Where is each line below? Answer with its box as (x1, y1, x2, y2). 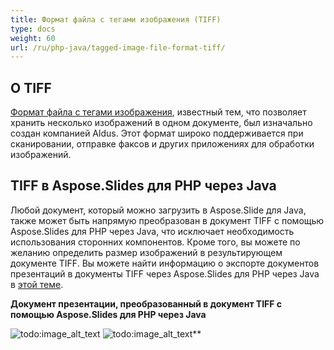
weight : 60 (10, 33, 56, 43)
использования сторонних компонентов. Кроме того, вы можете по (10, 236, 301, 248)
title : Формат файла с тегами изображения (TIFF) (10, 14, 222, 25)
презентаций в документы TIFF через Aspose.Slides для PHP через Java (10, 267, 320, 280)
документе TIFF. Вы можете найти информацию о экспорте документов (10, 257, 320, 269)
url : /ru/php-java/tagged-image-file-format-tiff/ (10, 42, 226, 53)
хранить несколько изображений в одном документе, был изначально (10, 117, 313, 129)
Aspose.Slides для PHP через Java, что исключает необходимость (10, 225, 295, 237)
